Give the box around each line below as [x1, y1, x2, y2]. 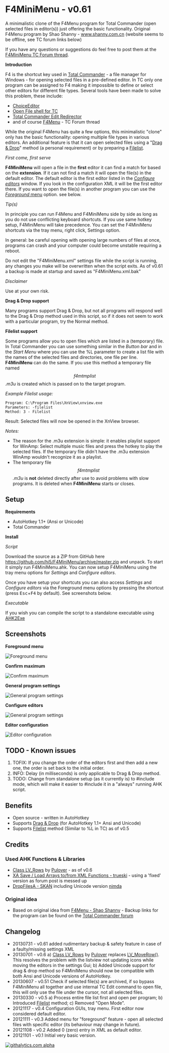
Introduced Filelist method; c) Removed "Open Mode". [12, 1000, 125, 1006]
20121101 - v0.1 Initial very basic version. [12, 1032, 96, 1038]
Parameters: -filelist [5, 404, 53, 410]
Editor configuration [5, 722, 49, 728]
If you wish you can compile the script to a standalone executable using [5, 610, 154, 616]
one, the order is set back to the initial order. [12, 765, 105, 771]
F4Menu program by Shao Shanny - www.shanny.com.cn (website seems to [5, 31, 164, 37]
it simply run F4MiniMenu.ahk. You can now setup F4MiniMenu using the [5, 564, 157, 570]
